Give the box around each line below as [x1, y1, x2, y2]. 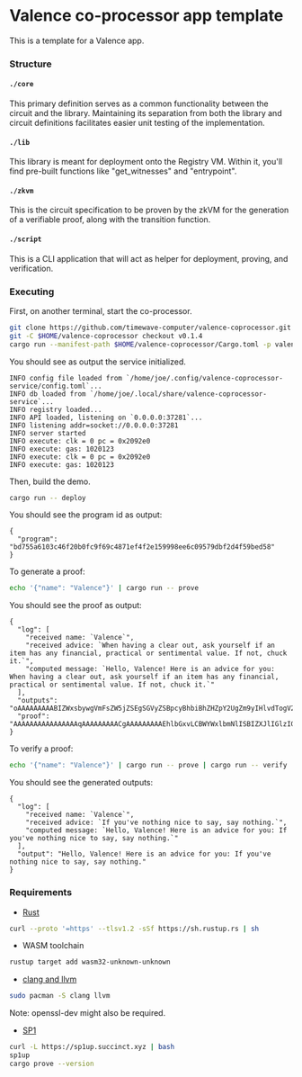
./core [9, 80, 34, 89]
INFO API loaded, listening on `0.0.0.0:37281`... [9, 413, 203, 422]
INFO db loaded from [9, 389, 87, 399]
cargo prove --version [9, 1059, 94, 1068]
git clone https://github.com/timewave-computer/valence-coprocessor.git [9, 323, 292, 332]
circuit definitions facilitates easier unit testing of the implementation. [9, 118, 265, 129]
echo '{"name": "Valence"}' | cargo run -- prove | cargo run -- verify [9, 761, 288, 770]
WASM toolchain [22, 940, 84, 951]
